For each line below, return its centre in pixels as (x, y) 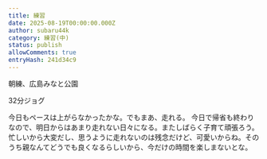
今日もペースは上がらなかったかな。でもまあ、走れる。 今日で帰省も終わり (132, 117)
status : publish (35, 45)
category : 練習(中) (39, 38)
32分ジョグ (27, 100)
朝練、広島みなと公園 (43, 83)
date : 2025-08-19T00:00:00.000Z (62, 23)
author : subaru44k (39, 30)
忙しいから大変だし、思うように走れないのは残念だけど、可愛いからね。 (127, 137)
